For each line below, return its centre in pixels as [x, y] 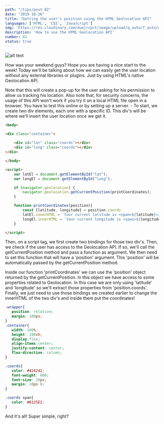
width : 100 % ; [25, 330]
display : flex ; [26, 339]
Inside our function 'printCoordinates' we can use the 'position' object [75, 272]
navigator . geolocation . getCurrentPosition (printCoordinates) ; [87, 192]
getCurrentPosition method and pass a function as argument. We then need [81, 252]
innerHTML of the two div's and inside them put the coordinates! [70, 298]
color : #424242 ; [28, 371]
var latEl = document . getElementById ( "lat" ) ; [61, 174]
